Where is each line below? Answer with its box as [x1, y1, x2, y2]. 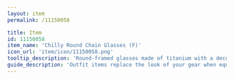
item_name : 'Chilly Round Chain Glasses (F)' [7, 42, 141, 49]
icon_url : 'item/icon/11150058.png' [7, 49, 114, 55]
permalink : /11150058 [7, 17, 70, 24]
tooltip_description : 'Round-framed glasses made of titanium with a [7, 55, 214, 62]
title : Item [7, 29, 42, 36]
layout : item [7, 10, 45, 17]
